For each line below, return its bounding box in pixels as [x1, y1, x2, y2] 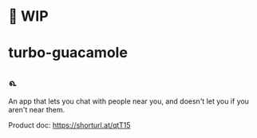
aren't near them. [8, 105, 65, 115]
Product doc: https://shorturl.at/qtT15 [8, 120, 131, 130]
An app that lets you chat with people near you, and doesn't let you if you [8, 97, 250, 106]
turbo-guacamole [8, 44, 128, 62]
